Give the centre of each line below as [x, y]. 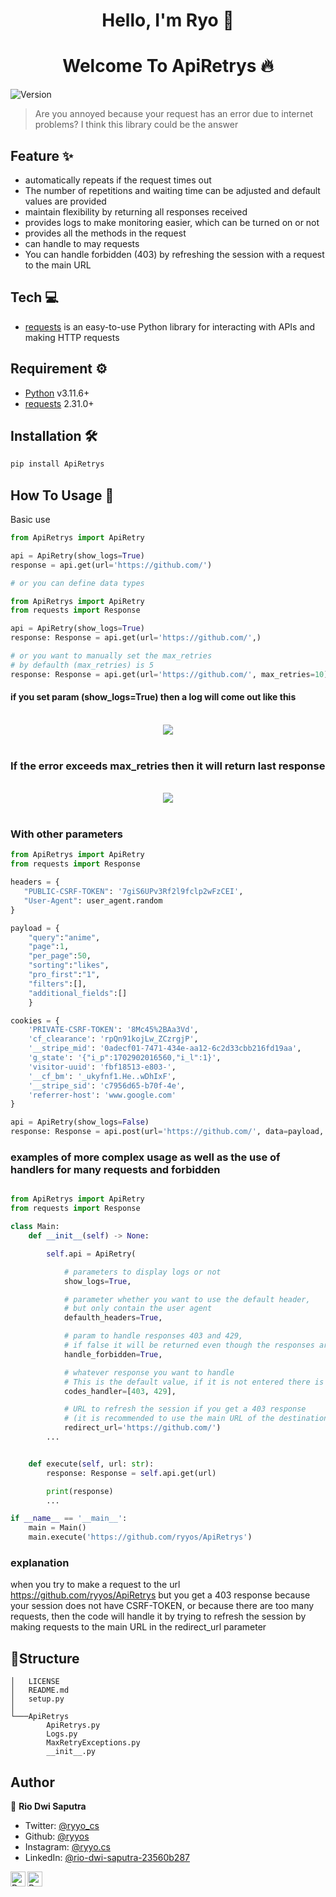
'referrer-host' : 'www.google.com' [102, 1095]
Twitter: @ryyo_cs [62, 1825]
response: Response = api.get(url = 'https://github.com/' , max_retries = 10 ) [169, 674]
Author [32, 1782]
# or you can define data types [77, 583]
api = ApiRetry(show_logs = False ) [80, 1122]
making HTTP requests [72, 337]
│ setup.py [37, 1699]
